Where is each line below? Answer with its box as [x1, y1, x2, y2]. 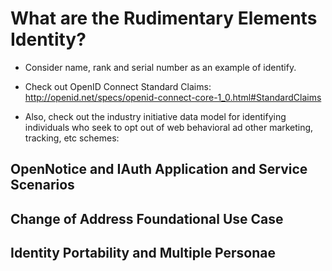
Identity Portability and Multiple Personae [10, 245, 277, 262]
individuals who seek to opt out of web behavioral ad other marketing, [24, 121, 314, 133]
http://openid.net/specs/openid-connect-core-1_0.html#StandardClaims [24, 91, 322, 103]
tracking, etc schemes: [24, 132, 120, 144]
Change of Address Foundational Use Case [10, 210, 284, 227]
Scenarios [10, 177, 75, 194]
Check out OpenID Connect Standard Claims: [24, 80, 212, 92]
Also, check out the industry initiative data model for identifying [24, 110, 287, 122]
